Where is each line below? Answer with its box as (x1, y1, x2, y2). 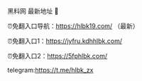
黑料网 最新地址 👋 (7, 7, 59, 15)
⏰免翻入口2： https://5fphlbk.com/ (7, 52, 108, 60)
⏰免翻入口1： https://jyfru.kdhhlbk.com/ (7, 37, 123, 45)
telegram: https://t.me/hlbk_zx (7, 66, 94, 74)
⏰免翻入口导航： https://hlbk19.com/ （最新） (7, 22, 140, 30)
